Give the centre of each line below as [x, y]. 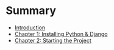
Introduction [30, 27]
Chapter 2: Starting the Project [53, 40]
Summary [31, 11]
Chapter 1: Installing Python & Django [61, 34]
